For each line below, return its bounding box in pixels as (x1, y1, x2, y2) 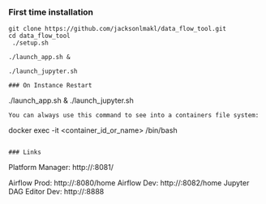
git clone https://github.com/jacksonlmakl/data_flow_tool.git (8, 25, 227, 33)
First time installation (8, 6, 94, 18)
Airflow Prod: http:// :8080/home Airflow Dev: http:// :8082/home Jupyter (8, 178, 250, 188)
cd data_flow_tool (8, 32, 71, 40)
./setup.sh (11, 39, 49, 47)
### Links (8, 148, 42, 156)
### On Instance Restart (8, 82, 92, 90)
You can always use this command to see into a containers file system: (8, 112, 260, 120)
